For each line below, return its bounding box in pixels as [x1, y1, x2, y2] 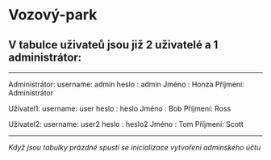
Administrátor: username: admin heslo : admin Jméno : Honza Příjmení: [8, 79, 244, 89]
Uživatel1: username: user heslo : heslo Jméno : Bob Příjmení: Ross [8, 103, 231, 113]
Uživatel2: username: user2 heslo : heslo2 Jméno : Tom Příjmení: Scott [8, 120, 244, 128]
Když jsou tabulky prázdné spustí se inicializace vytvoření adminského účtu [8, 143, 261, 152]
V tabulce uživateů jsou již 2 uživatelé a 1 [8, 38, 219, 52]
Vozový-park [8, 6, 98, 24]
